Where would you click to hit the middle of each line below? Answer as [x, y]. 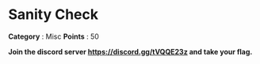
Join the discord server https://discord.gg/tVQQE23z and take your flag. [130, 51]
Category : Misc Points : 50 [54, 36]
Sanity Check [54, 15]
